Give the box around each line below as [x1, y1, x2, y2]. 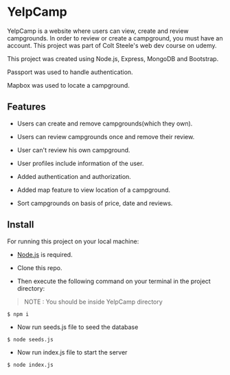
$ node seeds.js [7, 336, 54, 343]
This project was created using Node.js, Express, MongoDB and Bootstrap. [7, 54, 219, 62]
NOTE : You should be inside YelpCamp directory [23, 298, 163, 306]
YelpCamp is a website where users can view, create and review [7, 27, 189, 35]
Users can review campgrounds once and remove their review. [16, 132, 195, 141]
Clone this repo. [16, 263, 62, 271]
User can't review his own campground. [16, 145, 130, 154]
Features [7, 101, 46, 113]
